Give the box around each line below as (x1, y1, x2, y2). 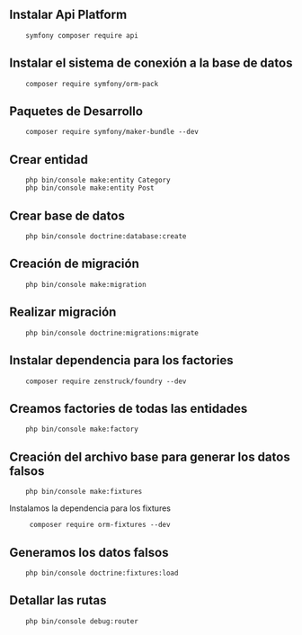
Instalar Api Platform (9, 7, 128, 22)
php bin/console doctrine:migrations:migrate (25, 328, 200, 337)
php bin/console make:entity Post (25, 183, 155, 192)
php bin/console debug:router (25, 616, 139, 626)
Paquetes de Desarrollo (9, 103, 144, 120)
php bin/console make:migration (25, 280, 147, 289)
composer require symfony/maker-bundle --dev (25, 128, 200, 137)
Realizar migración (9, 305, 117, 320)
